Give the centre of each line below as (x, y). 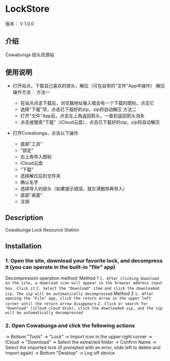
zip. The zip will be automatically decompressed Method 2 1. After (79, 294)
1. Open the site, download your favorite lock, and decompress (84, 260)
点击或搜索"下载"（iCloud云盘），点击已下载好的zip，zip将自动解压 (90, 122)
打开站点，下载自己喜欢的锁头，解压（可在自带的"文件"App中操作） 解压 (89, 85)
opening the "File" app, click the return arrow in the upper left (78, 299)
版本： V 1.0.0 (20, 24)
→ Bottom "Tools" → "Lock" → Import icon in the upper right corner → (79, 337)
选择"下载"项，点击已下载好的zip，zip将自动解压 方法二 (78, 109)
